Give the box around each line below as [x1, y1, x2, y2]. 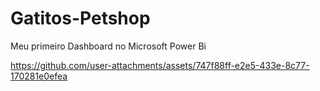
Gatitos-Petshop [10, 7, 151, 30]
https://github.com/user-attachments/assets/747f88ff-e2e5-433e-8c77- [10, 59, 310, 71]
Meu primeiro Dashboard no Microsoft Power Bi [10, 40, 207, 52]
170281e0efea [10, 70, 68, 82]
